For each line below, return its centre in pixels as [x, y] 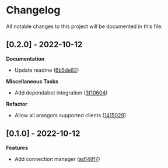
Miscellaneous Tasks [32, 81]
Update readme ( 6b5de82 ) [47, 70]
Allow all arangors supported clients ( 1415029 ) [70, 115]
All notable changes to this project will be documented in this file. [85, 26]
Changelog [33, 10]
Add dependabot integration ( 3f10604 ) [61, 92]
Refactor [17, 104]
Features [17, 148]
